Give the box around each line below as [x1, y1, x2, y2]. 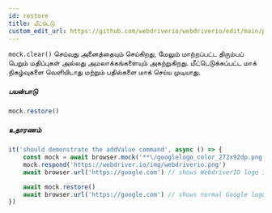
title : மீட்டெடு [8, 19, 55, 28]
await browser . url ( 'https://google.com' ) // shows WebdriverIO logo [23, 168, 259, 177]
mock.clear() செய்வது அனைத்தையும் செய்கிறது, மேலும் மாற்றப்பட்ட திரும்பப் [8, 49, 244, 59]
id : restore [8, 11, 49, 20]
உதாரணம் [8, 125, 42, 134]
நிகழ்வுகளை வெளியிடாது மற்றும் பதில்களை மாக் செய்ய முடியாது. [8, 67, 201, 77]
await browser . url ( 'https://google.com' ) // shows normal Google [23, 190, 249, 198]
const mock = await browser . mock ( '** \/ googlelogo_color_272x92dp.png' [23, 153, 266, 162]
